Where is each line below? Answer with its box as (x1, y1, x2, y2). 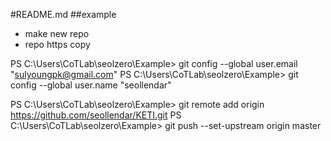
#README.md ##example (10, 9, 117, 20)
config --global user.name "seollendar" (10, 79, 172, 91)
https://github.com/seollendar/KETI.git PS (10, 109, 182, 121)
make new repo (24, 28, 90, 39)
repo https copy (24, 39, 91, 50)
